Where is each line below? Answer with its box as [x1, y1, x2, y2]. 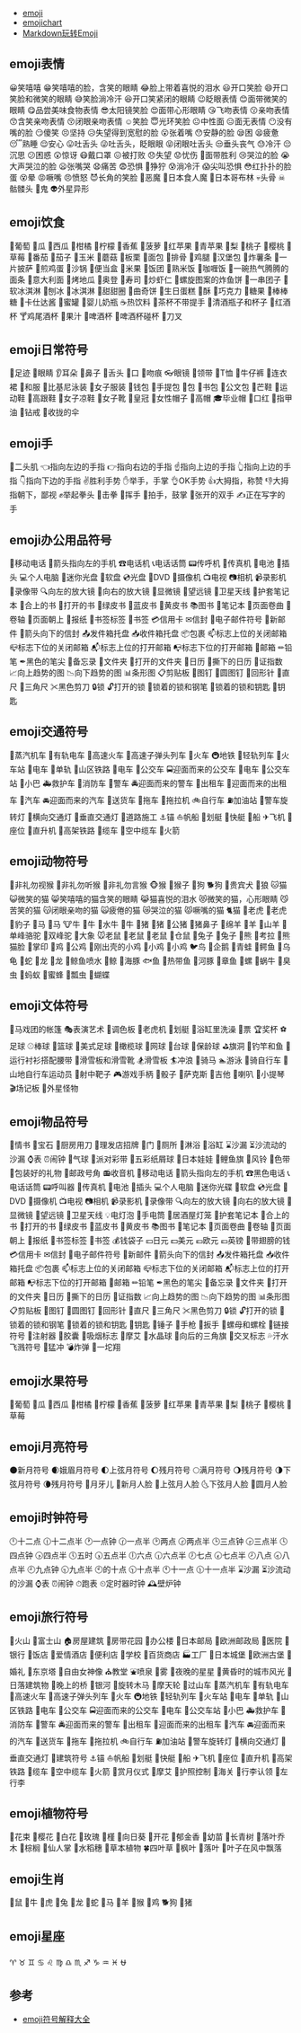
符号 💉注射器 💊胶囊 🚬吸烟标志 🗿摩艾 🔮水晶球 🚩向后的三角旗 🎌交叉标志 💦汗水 [9, 1330, 289, 1341]
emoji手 [9, 436, 53, 451]
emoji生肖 [9, 1871, 65, 1887]
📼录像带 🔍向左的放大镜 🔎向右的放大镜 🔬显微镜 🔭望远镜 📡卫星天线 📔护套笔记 [9, 586, 290, 597]
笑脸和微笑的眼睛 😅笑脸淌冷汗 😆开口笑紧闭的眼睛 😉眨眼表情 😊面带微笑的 [9, 93, 288, 104]
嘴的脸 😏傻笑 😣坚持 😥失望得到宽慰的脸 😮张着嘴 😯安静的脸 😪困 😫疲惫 [9, 127, 279, 137]
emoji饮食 [9, 215, 65, 230]
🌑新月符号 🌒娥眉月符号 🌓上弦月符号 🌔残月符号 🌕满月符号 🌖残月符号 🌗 [9, 1464, 284, 1475]
